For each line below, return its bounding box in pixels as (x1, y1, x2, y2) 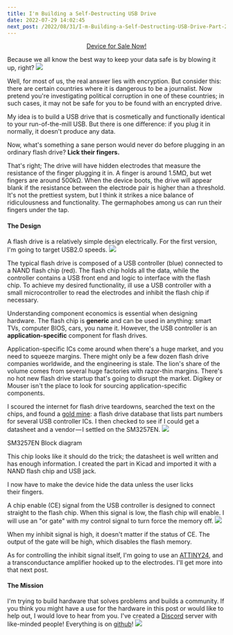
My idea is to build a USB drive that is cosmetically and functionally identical (7, 112, 225, 121)
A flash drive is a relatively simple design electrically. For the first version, (7, 237, 217, 245)
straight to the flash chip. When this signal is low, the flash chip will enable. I (7, 508, 225, 516)
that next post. (7, 566, 49, 574)
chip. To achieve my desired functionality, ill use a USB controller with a (7, 281, 212, 289)
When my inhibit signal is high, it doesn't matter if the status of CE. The (7, 530, 210, 538)
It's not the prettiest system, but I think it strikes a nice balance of (7, 191, 194, 200)
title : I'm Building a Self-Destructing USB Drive (7, 10, 157, 17)
